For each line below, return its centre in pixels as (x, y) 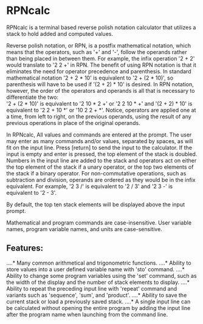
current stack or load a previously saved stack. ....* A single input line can (98, 302)
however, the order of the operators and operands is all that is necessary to (101, 90)
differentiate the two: (33, 97)
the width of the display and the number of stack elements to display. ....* (98, 282)
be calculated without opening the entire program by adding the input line (98, 308)
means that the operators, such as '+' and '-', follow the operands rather (97, 52)
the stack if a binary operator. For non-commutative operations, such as (96, 173)
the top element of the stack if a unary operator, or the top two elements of (100, 167)
